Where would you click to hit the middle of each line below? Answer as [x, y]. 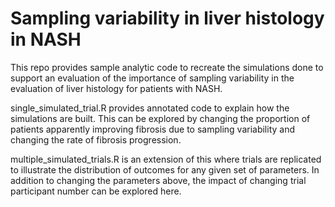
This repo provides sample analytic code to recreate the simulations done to [167, 67]
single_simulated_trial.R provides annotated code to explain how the [150, 108]
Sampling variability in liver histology [167, 18]
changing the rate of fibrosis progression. [96, 139]
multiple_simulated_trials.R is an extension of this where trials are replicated [166, 159]
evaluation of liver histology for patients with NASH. [116, 88]
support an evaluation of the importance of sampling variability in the [152, 78]
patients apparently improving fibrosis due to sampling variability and [153, 129]
